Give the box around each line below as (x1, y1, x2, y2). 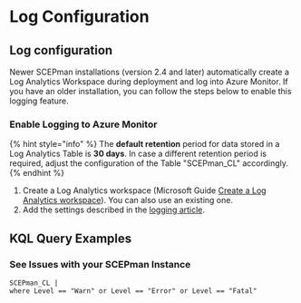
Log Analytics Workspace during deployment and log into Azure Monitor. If (9, 76, 288, 87)
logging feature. (9, 95, 70, 106)
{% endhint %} (9, 168, 65, 179)
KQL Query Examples (9, 230, 132, 246)
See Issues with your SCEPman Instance (9, 258, 191, 270)
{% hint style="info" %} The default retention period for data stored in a (9, 139, 280, 150)
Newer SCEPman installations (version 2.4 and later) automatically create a (9, 66, 290, 77)
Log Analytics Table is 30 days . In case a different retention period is (9, 148, 267, 160)
